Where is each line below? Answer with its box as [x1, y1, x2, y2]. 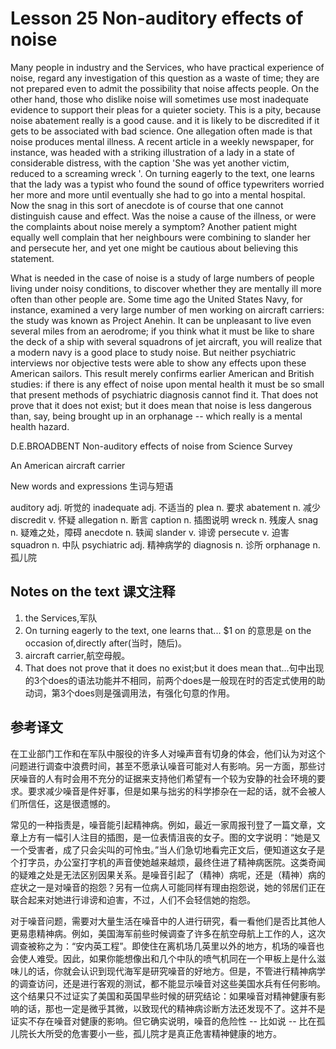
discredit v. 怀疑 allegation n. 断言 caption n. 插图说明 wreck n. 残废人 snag [10, 513, 319, 526]
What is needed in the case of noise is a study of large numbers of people [10, 272, 315, 284]
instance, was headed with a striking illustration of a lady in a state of [10, 146, 295, 158]
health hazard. [10, 420, 70, 432]
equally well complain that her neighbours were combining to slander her [10, 231, 312, 243]
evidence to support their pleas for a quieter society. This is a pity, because [10, 103, 322, 116]
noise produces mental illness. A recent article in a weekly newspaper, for [10, 135, 315, 147]
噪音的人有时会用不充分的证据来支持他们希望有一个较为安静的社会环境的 [18, 772, 317, 784]
